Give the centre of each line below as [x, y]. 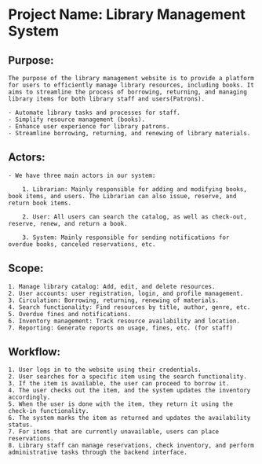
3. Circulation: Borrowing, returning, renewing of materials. [114, 300]
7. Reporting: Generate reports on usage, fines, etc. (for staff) [121, 328]
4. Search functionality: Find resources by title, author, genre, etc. [129, 307]
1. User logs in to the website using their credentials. [105, 370]
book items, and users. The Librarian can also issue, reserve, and [122, 196]
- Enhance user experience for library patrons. [89, 127]
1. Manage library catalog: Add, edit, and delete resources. [112, 286]
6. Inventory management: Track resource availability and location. [124, 321]
